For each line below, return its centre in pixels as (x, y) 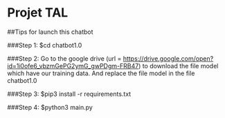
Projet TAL (38, 13)
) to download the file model (178, 66)
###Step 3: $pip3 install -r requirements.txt (69, 94)
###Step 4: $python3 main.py (50, 107)
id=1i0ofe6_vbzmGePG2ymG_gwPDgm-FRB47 (73, 66)
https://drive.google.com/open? (168, 58)
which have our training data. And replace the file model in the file (101, 73)
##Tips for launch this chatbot (50, 32)
